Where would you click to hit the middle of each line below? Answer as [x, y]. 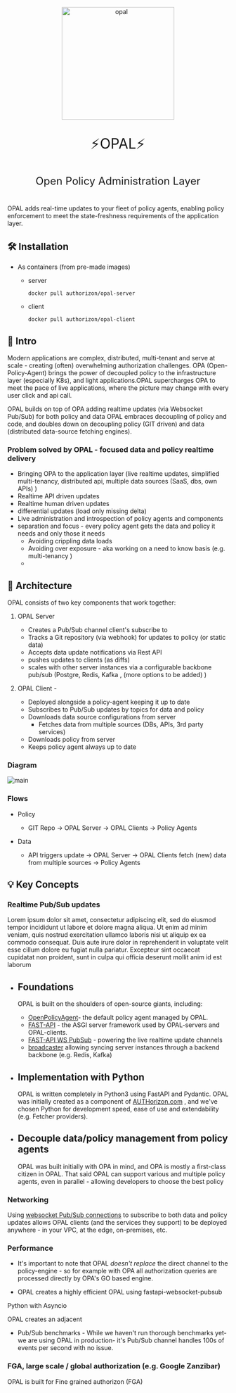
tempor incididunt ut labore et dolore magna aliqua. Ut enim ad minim [107, 927]
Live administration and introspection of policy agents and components [120, 519]
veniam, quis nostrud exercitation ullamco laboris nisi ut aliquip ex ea [107, 935]
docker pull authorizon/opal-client [81, 320]
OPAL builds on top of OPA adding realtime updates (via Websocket [105, 409]
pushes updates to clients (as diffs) [79, 660]
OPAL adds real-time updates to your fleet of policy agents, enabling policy [116, 208]
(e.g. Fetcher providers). [52, 1116]
